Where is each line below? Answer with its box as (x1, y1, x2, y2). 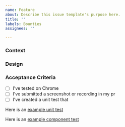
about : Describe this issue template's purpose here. (5, 12, 121, 17)
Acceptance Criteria (5, 74, 56, 81)
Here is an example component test (5, 116, 79, 122)
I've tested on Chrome (12, 85, 59, 91)
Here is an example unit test (5, 106, 64, 113)
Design (5, 60, 23, 67)
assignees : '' (5, 26, 35, 31)
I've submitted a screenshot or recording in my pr (12, 91, 115, 97)
